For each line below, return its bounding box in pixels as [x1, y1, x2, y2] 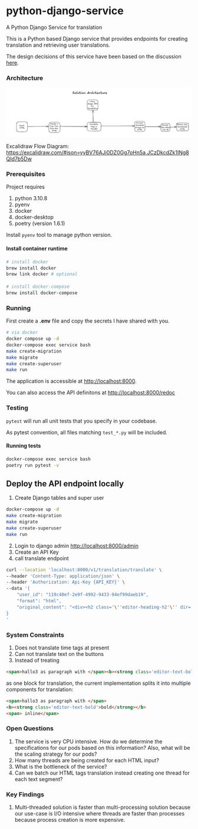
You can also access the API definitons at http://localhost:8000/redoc [6, 389, 176, 396]
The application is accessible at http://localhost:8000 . [6, 378, 137, 385]
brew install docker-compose [6, 290, 78, 296]
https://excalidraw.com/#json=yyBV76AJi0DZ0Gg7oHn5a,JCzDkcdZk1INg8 [6, 149, 190, 156]
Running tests [6, 442, 41, 450]
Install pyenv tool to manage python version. [6, 232, 113, 239]
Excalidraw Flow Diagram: [6, 143, 70, 150]
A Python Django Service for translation [6, 24, 103, 31]
